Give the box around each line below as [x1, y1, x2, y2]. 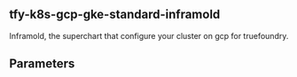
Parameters [9, 57, 75, 72]
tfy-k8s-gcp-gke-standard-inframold [9, 7, 221, 22]
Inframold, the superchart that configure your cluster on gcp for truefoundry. [9, 30, 289, 41]
